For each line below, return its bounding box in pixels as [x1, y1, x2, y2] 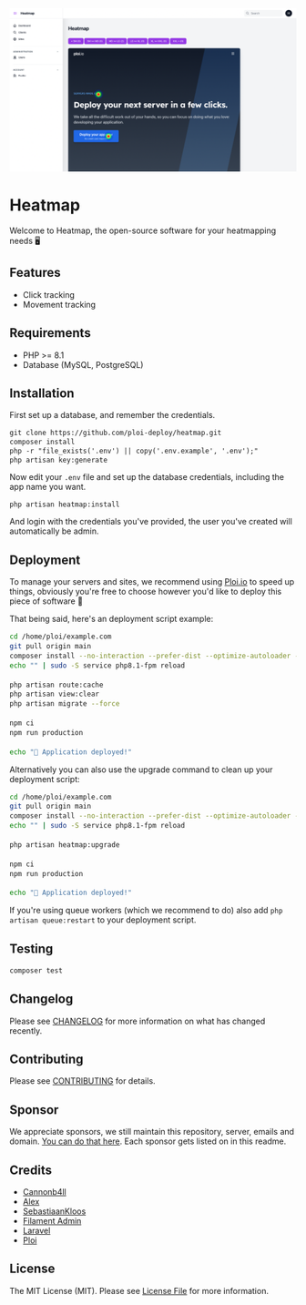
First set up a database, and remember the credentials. [9, 410, 216, 421]
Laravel [22, 1225, 51, 1237]
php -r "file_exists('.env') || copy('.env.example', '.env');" [9, 446, 259, 456]
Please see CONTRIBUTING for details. [9, 1076, 157, 1086]
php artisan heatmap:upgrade [9, 840, 120, 850]
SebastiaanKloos [22, 1206, 87, 1217]
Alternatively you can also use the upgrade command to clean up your [9, 764, 273, 775]
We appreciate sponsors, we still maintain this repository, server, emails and [9, 1127, 294, 1137]
